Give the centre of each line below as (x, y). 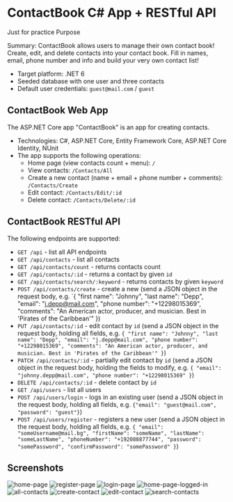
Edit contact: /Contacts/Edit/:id (75, 192)
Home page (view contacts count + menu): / (91, 163)
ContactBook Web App (58, 110)
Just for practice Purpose (44, 32)
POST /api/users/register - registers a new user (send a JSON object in (121, 419)
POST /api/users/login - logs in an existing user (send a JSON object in (120, 397)
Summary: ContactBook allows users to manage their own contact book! (111, 45)
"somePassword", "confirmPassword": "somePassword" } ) (98, 446)
